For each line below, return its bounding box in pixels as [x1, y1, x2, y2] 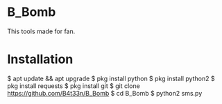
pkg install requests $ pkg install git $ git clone [7, 81, 140, 90]
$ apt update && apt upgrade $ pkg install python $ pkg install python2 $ [7, 74, 215, 83]
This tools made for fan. [7, 27, 76, 35]
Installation [7, 51, 74, 67]
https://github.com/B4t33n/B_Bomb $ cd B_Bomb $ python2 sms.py [7, 89, 203, 97]
